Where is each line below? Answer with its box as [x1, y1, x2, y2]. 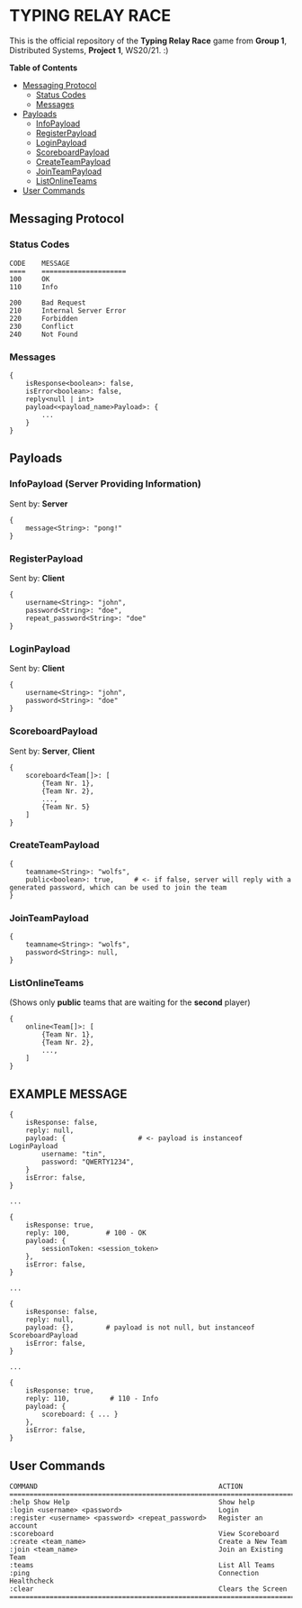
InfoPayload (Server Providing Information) [9, 478, 202, 490]
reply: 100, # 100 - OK [25, 1229, 147, 1238]
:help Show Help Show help [9, 1498, 255, 1507]
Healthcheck [9, 1576, 54, 1586]
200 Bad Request [9, 298, 87, 307]
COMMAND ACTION [9, 1482, 244, 1492]
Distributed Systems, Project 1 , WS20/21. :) [9, 44, 169, 55]
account [9, 1521, 39, 1530]
